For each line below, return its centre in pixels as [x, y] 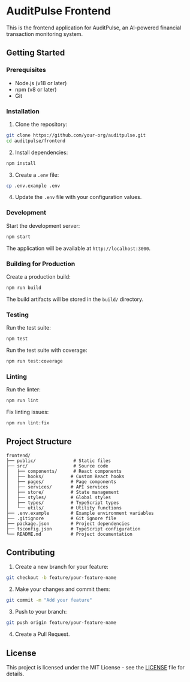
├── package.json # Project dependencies [68, 523]
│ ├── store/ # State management [63, 492]
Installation [23, 111]
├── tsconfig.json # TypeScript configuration [73, 529]
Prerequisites [26, 70]
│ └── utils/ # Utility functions [64, 508]
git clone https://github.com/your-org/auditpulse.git [76, 135]
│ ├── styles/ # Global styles [59, 497]
